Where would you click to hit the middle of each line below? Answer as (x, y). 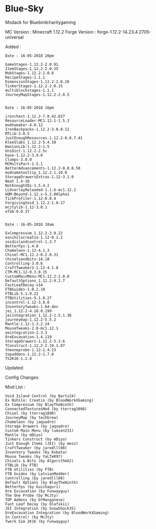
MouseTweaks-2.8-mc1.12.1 (32, 328)
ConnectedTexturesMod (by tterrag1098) (46, 409)
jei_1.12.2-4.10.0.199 (28, 311)
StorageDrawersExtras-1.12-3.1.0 (39, 177)
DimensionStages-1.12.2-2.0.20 (37, 82)
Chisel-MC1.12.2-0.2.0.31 (32, 255)
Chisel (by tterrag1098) (31, 413)
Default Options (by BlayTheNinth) (42, 483)
